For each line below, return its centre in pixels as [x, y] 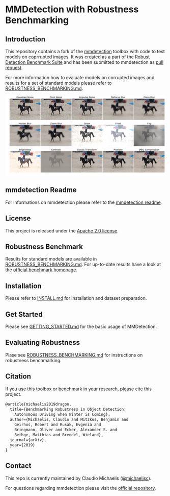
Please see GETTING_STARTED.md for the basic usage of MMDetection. [81, 327]
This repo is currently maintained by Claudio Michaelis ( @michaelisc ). [78, 478]
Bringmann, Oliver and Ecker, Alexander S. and [66, 430]
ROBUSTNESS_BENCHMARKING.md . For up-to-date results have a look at [83, 265]
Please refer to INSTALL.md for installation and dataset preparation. [76, 298]
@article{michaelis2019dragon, [38, 404]
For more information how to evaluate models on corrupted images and [80, 77]
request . [14, 68]
